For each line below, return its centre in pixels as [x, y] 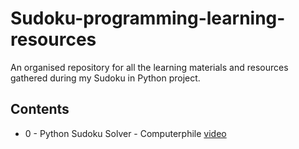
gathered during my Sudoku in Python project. [105, 78]
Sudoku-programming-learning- [148, 18]
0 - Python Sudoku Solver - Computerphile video [125, 133]
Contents [40, 109]
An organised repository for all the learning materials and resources [149, 67]
